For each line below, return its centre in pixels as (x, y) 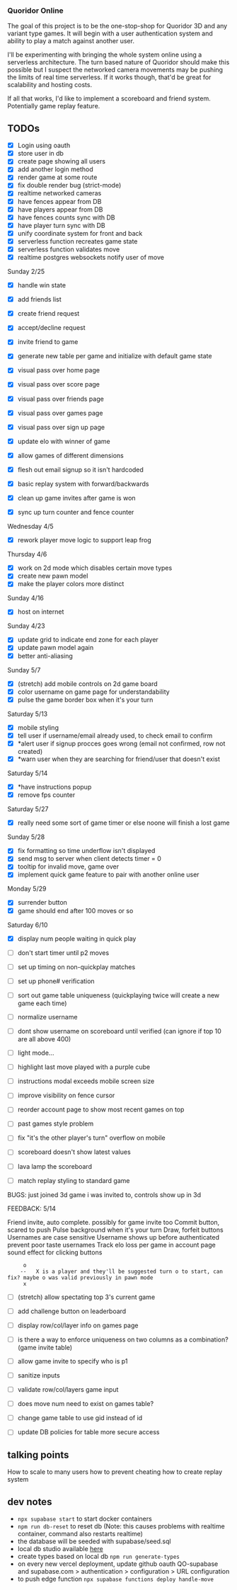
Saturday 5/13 (28, 714)
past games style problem (56, 1123)
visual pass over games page (60, 413)
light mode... (36, 1053)
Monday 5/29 (27, 889)
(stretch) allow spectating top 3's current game (86, 1297)
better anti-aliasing (45, 656)
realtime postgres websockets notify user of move (91, 257)
